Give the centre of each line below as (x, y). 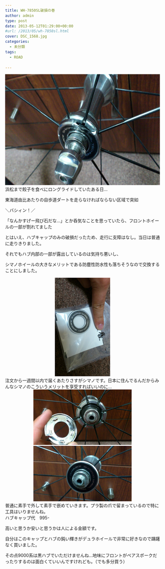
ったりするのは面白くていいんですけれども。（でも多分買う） (66, 562)
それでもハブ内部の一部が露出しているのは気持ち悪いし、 (63, 254)
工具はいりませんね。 (27, 512)
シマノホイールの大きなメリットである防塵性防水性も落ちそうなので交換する (82, 265)
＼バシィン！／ (20, 210)
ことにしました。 (22, 270)
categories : (17, 42)
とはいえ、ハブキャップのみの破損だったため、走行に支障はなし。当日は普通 (82, 237)
